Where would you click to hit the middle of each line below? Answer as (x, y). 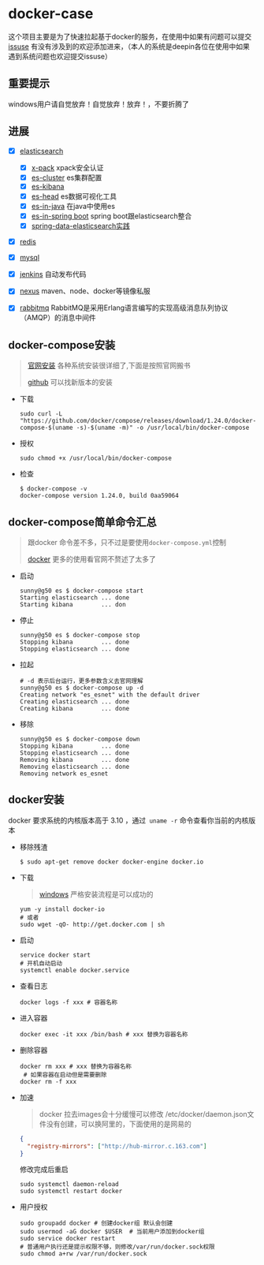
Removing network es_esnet (64, 774)
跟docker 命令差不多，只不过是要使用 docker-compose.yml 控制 (127, 542)
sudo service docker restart (67, 1239)
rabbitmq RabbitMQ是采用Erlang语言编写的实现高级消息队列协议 (124, 308)
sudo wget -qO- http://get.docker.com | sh (92, 924)
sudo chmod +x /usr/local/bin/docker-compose (95, 458)
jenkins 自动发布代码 (53, 274)
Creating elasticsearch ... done (74, 702)
